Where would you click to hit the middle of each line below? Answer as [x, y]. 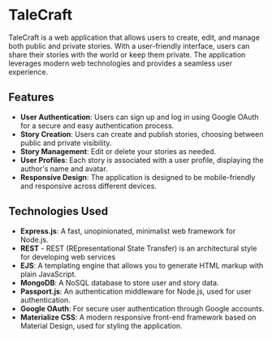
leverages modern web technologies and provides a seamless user [121, 63]
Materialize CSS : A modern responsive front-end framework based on [138, 317]
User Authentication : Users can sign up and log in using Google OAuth [139, 117]
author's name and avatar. [64, 169]
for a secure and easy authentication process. [97, 125]
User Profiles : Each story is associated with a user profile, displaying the [142, 160]
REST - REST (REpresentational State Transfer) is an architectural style [138, 248]
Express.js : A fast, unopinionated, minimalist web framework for [128, 231]
